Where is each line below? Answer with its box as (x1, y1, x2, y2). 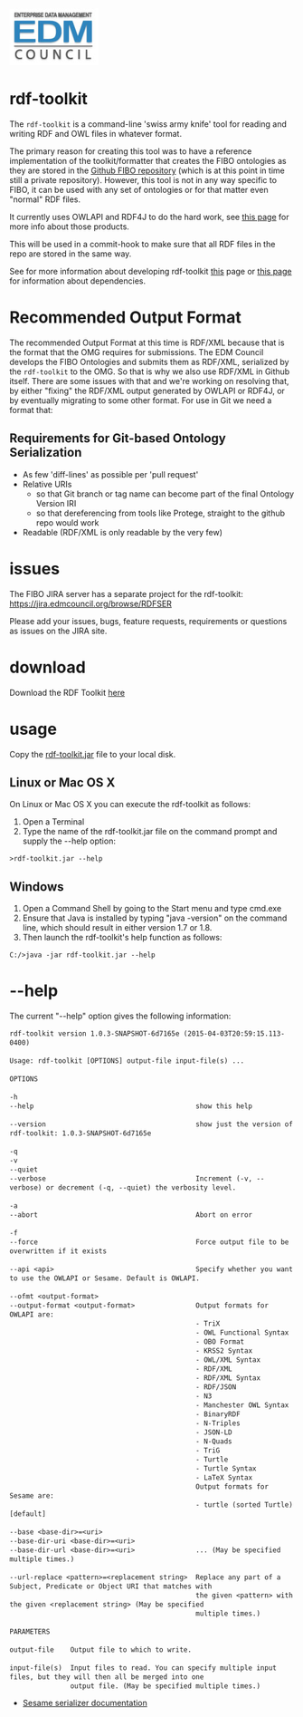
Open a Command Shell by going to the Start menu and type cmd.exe (22, 903, 282, 914)
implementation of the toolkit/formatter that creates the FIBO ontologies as (9, 155, 287, 166)
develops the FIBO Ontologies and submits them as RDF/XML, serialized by (9, 356, 289, 367)
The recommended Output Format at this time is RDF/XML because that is (9, 337, 285, 348)
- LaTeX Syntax (195, 1473, 253, 1482)
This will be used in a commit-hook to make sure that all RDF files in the (9, 238, 276, 249)
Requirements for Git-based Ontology (9, 430, 226, 447)
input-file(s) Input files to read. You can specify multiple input (9, 1664, 278, 1673)
